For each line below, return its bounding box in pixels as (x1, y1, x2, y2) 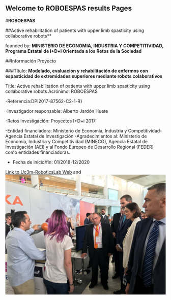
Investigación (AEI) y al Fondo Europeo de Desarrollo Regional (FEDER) (5, 144, 154, 150)
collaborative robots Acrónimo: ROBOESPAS (5, 88, 98, 94)
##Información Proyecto (5, 58, 56, 64)
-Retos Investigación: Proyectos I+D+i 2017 (5, 118, 96, 124)
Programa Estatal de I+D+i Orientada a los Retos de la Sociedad (5, 48, 142, 54)
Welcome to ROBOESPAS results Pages (5, 4, 132, 13)
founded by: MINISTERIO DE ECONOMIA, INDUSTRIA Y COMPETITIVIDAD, (5, 43, 164, 49)
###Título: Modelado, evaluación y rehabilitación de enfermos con (5, 68, 149, 74)
